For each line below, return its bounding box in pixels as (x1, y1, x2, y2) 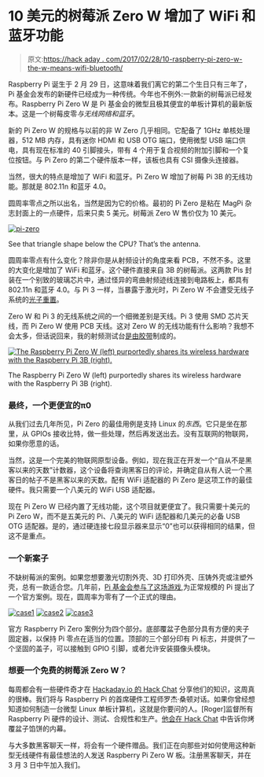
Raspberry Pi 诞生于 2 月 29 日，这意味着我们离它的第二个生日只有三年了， (8, 79, 251, 89)
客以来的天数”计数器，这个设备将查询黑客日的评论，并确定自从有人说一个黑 (8, 466, 253, 475)
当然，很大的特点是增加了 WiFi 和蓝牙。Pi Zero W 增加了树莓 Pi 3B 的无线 (8, 171, 246, 181)
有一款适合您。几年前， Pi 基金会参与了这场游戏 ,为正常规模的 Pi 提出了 (28, 582, 255, 591)
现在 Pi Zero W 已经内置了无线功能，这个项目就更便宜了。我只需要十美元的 (8, 502, 251, 511)
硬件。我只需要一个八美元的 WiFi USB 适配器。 (8, 485, 159, 495)
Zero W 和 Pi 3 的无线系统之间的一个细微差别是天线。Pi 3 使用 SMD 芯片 (8, 311, 242, 321)
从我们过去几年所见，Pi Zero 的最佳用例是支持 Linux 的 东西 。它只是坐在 (8, 419, 240, 429)
